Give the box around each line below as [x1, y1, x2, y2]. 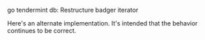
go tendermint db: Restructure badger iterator [7, 6, 139, 14]
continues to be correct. [7, 27, 77, 34]
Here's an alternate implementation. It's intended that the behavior [7, 19, 198, 27]
